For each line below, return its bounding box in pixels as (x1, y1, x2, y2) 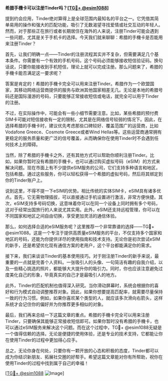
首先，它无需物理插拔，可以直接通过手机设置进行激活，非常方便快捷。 (13, 194, 158, 200)
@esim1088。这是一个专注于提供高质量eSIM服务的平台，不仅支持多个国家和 (5, 230, 162, 236)
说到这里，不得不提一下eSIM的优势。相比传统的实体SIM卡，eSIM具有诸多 (5, 188, 157, 194)
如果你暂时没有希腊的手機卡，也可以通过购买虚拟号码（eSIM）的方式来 (13, 158, 160, 164)
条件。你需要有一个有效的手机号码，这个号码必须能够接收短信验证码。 (9, 58, 154, 63)
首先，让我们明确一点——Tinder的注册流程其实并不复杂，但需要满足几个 (5, 51, 154, 57)
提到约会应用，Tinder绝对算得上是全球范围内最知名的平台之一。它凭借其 (5, 16, 154, 22)
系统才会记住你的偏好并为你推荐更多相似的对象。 (5, 301, 106, 307)
